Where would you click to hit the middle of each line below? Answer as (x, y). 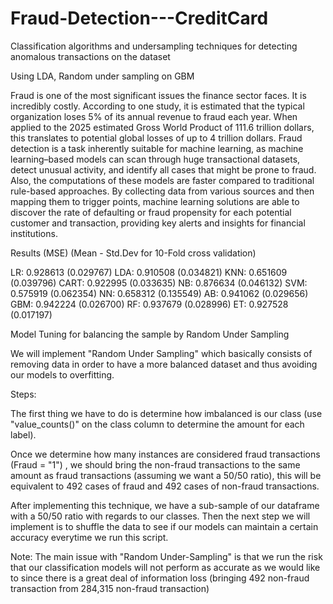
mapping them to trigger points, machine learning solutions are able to (155, 201)
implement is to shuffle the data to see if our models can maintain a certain (164, 526)
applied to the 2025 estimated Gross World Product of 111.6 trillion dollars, (162, 127)
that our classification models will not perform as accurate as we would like (165, 567)
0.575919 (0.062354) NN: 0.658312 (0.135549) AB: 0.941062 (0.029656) (159, 293)
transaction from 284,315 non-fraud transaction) (110, 588)
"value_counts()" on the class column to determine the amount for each (157, 424)
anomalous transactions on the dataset (90, 56)
